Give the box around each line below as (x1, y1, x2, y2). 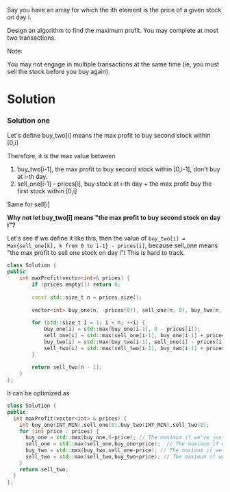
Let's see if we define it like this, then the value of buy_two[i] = (7, 234, 186, 243)
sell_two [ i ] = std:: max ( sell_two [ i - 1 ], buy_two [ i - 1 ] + (43, 345, 204, 352)
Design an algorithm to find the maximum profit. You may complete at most (7, 27, 219, 34)
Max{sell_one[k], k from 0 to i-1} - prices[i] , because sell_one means (7, 241, 218, 249)
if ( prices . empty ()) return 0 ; (31, 281, 121, 288)
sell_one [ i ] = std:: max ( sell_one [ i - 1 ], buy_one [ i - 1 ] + (43, 332, 204, 339)
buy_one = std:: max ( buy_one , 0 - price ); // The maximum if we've (25, 434, 210, 441)
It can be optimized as (7, 389, 70, 397)
